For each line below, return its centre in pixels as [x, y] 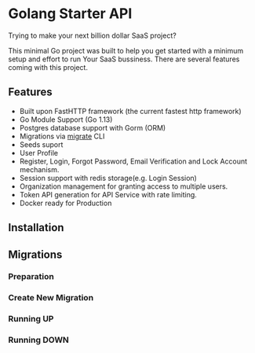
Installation [36, 228]
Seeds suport [41, 144]
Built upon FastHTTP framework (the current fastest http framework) [130, 111]
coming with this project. [48, 67]
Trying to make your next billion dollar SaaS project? [92, 35]
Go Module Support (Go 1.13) [66, 120]
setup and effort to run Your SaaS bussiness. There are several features [124, 59]
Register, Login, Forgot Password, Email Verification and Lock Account [133, 161]
